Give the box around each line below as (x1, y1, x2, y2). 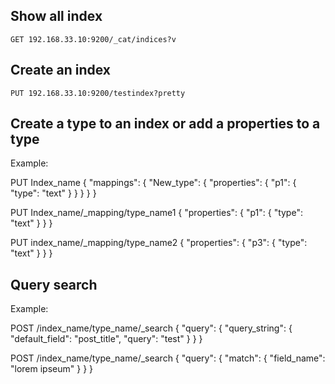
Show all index (10, 8, 103, 25)
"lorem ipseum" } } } (10, 363, 94, 375)
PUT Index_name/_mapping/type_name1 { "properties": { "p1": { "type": (10, 207, 303, 219)
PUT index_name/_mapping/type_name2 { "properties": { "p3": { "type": (10, 237, 308, 249)
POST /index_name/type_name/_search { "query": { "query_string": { (10, 322, 293, 334)
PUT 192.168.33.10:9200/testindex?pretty (10, 88, 186, 98)
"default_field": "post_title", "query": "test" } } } (10, 333, 203, 345)
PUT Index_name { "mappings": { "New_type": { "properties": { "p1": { (10, 177, 297, 189)
